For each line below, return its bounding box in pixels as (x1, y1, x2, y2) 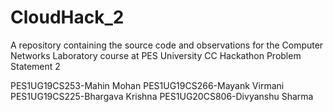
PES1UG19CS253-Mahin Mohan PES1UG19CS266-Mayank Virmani (10, 79, 285, 91)
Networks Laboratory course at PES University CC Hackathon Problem (10, 49, 302, 61)
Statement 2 (10, 60, 61, 72)
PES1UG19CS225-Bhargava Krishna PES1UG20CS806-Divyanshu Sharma (10, 90, 314, 102)
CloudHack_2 (10, 6, 125, 29)
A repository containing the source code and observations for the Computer (10, 39, 324, 51)
